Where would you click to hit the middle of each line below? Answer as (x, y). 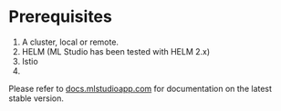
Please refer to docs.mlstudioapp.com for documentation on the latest (140, 88)
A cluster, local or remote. (70, 42)
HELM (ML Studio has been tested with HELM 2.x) (116, 51)
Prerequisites (61, 17)
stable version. (36, 98)
